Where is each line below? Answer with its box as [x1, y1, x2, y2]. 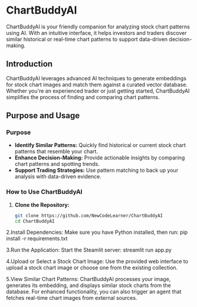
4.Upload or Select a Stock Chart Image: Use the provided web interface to [6, 258, 189, 265]
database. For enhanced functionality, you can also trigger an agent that [6, 288, 182, 295]
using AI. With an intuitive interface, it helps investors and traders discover [6, 29, 187, 36]
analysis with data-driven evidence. [14, 173, 101, 180]
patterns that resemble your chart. [14, 148, 98, 155]
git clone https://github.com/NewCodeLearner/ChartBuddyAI [14, 213, 163, 218]
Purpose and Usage [6, 110, 80, 121]
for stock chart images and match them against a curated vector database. [6, 81, 188, 88]
